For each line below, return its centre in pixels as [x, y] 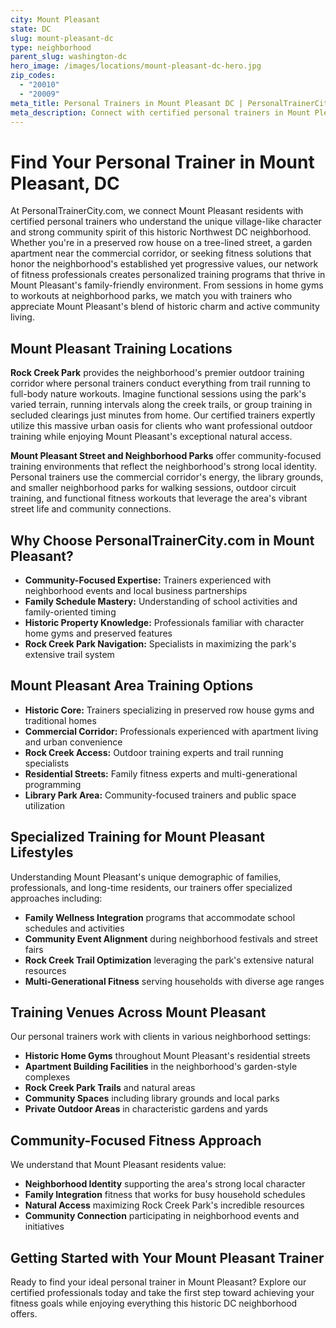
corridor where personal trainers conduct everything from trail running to [160, 383]
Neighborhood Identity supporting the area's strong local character [165, 1184]
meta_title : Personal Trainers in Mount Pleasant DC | [127, 103]
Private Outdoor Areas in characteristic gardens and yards [146, 1109]
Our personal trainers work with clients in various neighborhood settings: [161, 1037]
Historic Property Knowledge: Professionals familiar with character [164, 622]
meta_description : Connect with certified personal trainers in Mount [160, 112]
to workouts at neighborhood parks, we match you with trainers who [151, 296]
